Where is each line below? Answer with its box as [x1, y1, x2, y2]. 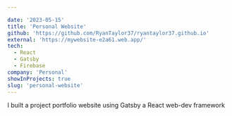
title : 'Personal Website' [7, 22, 87, 30]
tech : [7, 43, 23, 50]
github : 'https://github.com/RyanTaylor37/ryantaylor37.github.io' [7, 30, 210, 37]
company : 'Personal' [7, 68, 68, 76]
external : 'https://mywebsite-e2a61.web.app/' [7, 36, 147, 43]
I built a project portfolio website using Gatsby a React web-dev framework [7, 101, 226, 110]
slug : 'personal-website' [7, 82, 83, 89]
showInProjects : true [7, 75, 71, 82]
